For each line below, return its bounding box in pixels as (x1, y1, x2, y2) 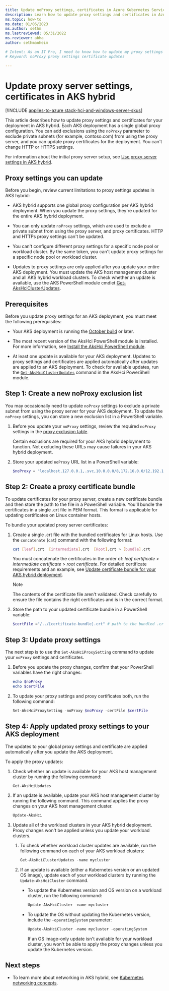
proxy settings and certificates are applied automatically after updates (12, 359, 158, 365)
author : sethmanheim (5, 40, 49, 45)
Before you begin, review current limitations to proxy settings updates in (5, 187, 155, 193)
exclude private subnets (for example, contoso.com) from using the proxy (5, 133, 158, 139)
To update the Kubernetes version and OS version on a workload (27, 887, 162, 893)
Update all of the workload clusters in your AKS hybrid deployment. (12, 822, 152, 828)
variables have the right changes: (12, 669, 82, 676)
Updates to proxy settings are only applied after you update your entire (12, 264, 160, 270)
